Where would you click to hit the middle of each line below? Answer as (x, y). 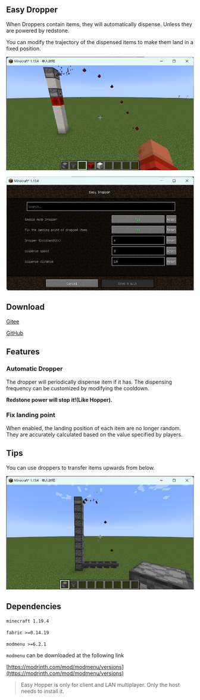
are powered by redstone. (38, 30)
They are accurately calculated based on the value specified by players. (94, 434)
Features (23, 352)
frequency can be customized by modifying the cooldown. (78, 388)
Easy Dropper (32, 10)
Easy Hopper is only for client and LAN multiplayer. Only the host (100, 685)
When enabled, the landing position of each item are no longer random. (94, 428)
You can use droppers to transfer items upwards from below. (81, 467)
